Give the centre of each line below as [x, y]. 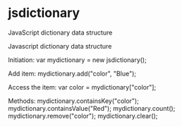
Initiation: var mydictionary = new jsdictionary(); [77, 60]
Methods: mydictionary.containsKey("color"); [74, 101]
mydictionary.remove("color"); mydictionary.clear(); [83, 116]
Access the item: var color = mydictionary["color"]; [82, 87]
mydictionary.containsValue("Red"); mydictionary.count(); [92, 108]
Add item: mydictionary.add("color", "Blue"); [72, 73]
